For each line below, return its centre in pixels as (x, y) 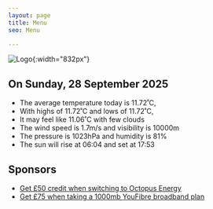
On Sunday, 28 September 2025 (88, 84)
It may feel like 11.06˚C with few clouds (82, 119)
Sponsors (32, 169)
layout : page (29, 15)
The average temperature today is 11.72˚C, (88, 103)
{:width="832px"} (61, 59)
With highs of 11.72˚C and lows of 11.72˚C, (86, 112)
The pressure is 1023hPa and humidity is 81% (93, 136)
